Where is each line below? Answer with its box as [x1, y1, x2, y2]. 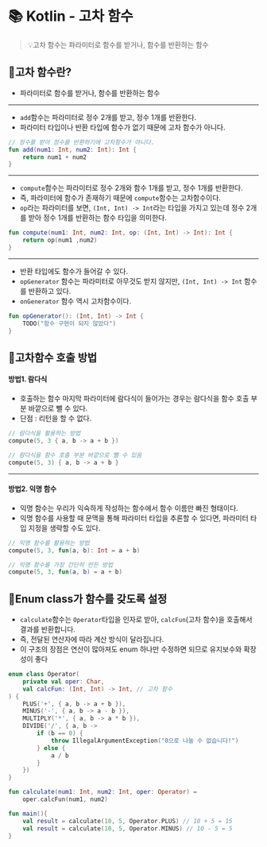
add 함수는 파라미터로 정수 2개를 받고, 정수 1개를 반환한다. [19, 112, 197, 122]
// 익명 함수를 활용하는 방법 [8, 539, 90, 547]
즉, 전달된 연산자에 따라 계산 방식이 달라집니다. [19, 635, 164, 644]
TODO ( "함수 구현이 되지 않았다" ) [22, 319, 117, 327]
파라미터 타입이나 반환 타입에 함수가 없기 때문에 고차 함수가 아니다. [19, 122, 226, 132]
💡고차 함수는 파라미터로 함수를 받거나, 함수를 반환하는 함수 [27, 40, 209, 49]
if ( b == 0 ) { [37, 729, 83, 737]
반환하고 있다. [28, 286, 72, 296]
